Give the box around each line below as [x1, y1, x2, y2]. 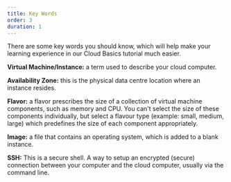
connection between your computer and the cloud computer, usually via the [7, 161, 224, 169]
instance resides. [7, 84, 57, 92]
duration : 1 [7, 23, 42, 30]
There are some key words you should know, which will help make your [7, 42, 211, 51]
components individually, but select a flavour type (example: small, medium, [7, 112, 224, 120]
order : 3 [7, 17, 33, 24]
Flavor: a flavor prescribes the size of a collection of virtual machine [7, 97, 203, 106]
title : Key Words [7, 10, 58, 17]
